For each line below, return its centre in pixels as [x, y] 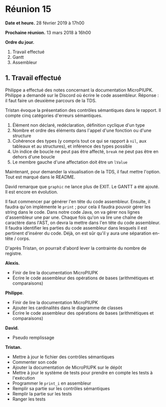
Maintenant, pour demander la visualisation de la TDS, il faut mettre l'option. [83, 171]
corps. [24, 238]
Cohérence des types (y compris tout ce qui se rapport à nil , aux [79, 141]
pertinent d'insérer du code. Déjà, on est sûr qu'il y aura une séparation [78, 233]
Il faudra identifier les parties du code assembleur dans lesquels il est [76, 228]
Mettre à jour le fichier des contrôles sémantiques [63, 357]
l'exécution [24, 378]
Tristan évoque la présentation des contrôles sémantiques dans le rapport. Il [83, 110]
